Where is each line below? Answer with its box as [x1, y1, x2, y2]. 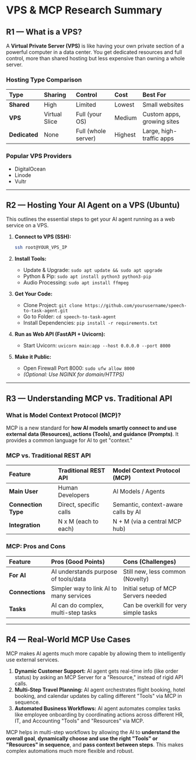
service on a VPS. [6, 222, 49, 229]
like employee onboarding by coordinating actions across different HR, [14, 711, 184, 718]
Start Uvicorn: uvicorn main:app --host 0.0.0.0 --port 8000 [23, 342, 171, 349]
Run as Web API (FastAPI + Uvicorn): [14, 330, 106, 338]
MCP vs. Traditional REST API [6, 451, 92, 459]
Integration [9, 521, 41, 529]
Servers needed [123, 591, 167, 599]
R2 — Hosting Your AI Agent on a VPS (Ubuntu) [6, 200, 180, 210]
